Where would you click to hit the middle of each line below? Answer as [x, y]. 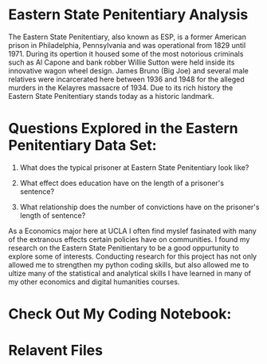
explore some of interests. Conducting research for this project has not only [133, 256]
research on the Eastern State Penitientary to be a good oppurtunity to [124, 247]
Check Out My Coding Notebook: [120, 314]
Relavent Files [56, 351]
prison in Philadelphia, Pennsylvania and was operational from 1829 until [127, 45]
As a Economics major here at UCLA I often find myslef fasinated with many [132, 231]
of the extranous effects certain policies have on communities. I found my [129, 239]
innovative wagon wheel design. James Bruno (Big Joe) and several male [128, 70]
